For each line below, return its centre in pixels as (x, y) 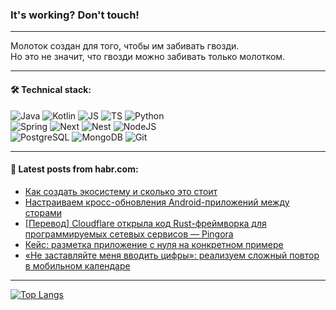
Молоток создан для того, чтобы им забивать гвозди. (125, 46)
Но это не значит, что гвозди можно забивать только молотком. (148, 57)
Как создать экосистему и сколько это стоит (121, 191)
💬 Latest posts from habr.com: (74, 169)
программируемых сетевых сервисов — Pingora (129, 234)
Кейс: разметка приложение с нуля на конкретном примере (154, 244)
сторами (43, 212)
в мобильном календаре (77, 265)
